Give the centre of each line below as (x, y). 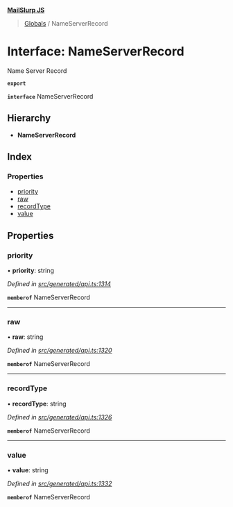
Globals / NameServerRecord (66, 23)
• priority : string (31, 271)
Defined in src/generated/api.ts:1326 (60, 417)
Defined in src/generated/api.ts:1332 (60, 484)
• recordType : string (37, 404)
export (17, 83)
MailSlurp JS (26, 10)
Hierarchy (29, 118)
